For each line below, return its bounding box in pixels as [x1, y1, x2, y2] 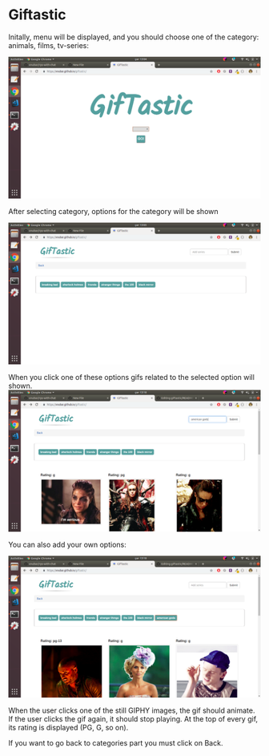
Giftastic [8, 6, 66, 24]
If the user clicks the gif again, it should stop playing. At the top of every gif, [8, 714, 259, 723]
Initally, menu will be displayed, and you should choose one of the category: [8, 32, 259, 42]
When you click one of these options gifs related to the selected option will [8, 372, 255, 382]
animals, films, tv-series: [8, 40, 90, 50]
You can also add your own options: [8, 540, 126, 549]
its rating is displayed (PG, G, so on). [8, 722, 129, 732]
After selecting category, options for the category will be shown [8, 206, 219, 216]
